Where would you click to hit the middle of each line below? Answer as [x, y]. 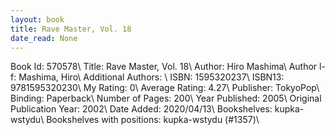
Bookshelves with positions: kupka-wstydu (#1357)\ [153, 120]
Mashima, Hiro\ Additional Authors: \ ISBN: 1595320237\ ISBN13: [151, 77]
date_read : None [44, 38]
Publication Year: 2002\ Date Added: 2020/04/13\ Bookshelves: [141, 109]
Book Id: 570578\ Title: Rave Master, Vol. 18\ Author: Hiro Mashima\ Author [164, 67]
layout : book [37, 19]
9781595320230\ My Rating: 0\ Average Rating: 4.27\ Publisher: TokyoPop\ [165, 88]
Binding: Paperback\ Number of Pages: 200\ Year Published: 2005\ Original [166, 98]
